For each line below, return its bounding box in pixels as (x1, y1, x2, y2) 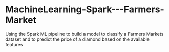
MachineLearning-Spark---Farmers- (5, 4, 165, 15)
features (5, 41, 23, 47)
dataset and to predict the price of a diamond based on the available (5, 36, 150, 42)
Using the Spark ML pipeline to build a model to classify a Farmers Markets (5, 31, 164, 37)
